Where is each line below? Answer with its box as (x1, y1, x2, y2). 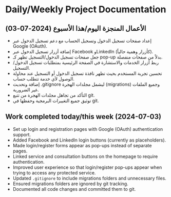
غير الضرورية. (12, 87, 39, 93)
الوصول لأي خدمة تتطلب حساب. (12, 76, 74, 82)
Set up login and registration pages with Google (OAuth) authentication (12, 126, 163, 132)
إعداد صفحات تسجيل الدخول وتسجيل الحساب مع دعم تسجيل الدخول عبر (12, 37, 152, 44)
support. (12, 131, 31, 137)
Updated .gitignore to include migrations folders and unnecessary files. (12, 175, 167, 181)
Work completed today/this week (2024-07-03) (5, 112, 162, 121)
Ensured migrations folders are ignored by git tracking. (12, 181, 128, 187)
